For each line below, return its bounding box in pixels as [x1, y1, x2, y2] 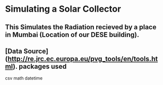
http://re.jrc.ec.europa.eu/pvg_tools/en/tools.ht [7, 55, 158, 63]
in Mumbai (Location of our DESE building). [5, 30, 139, 39]
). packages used [13, 62, 67, 70]
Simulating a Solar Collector [5, 3, 121, 15]
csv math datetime [5, 75, 43, 81]
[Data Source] [5, 47, 49, 55]
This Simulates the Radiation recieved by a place [5, 23, 157, 31]
